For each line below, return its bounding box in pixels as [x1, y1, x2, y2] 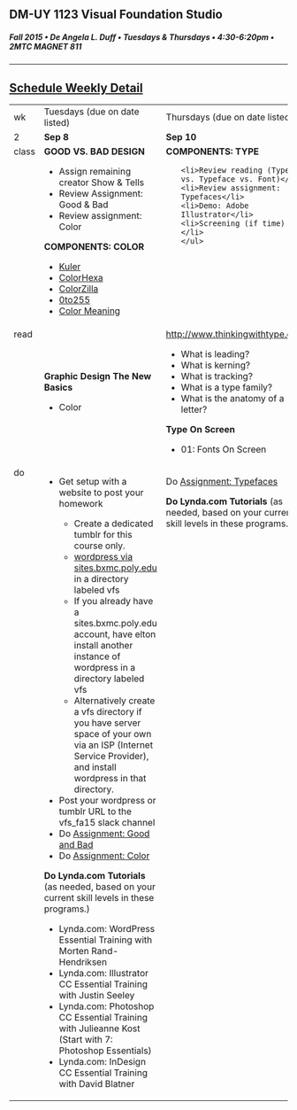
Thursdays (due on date [165, 111, 266, 123]
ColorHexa [58, 272, 103, 284]
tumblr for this [73, 529, 133, 541]
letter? [180, 403, 208, 415]
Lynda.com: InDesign [58, 1056, 147, 1068]
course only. [73, 539, 126, 552]
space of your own [73, 728, 152, 741]
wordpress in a [73, 662, 135, 674]
